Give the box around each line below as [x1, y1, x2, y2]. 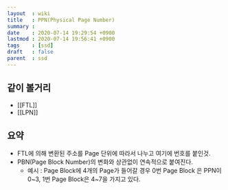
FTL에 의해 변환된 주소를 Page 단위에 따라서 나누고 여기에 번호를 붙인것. [16, 149, 211, 158]
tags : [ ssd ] [7, 42, 54, 49]
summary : [7, 23, 36, 30]
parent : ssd [7, 55, 48, 62]
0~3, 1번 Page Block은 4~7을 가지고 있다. [27, 175, 141, 183]
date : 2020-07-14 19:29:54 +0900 [7, 29, 115, 36]
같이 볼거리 [7, 82, 52, 94]
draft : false [7, 49, 54, 56]
